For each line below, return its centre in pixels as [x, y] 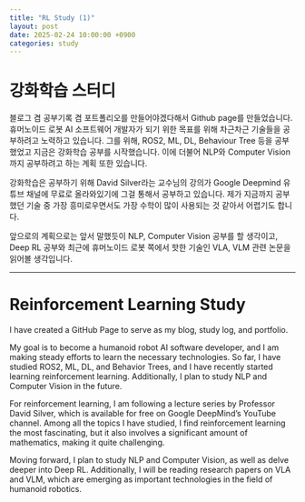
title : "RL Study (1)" [52, 18]
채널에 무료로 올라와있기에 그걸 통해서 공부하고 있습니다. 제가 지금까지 [150, 194]
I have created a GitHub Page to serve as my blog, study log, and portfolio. [149, 330]
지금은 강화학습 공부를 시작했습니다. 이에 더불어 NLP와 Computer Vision [162, 152]
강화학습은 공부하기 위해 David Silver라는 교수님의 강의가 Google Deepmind [145, 183]
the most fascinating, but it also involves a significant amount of [128, 433]
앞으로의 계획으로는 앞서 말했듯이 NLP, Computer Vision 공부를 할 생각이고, [144, 236]
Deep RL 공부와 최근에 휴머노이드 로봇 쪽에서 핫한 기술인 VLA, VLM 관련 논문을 [150, 247]
